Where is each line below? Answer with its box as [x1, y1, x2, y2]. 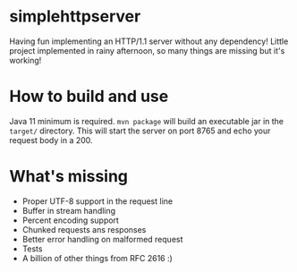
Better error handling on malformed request [21, 234, 183, 244]
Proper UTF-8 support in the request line [21, 195, 173, 207]
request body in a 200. [9, 134, 93, 145]
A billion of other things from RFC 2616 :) [21, 252, 173, 263]
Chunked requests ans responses [21, 224, 147, 234]
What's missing [9, 166, 128, 187]
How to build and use [9, 87, 169, 106]
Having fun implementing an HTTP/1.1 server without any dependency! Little [9, 36, 289, 47]
